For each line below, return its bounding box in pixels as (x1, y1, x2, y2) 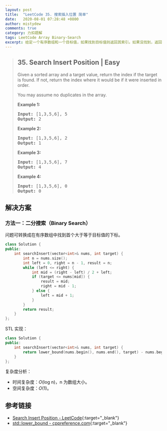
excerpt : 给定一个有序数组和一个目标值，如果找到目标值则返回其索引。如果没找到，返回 (5, 40, 163, 45)
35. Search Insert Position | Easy (17, 58, 120, 67)
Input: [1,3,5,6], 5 (17, 111, 68, 117)
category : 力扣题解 (5, 30, 43, 35)
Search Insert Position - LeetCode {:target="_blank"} (12, 415, 119, 421)
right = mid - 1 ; (40, 284, 77, 289)
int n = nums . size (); (23, 255, 68, 261)
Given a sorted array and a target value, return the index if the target (17, 71, 158, 77)
